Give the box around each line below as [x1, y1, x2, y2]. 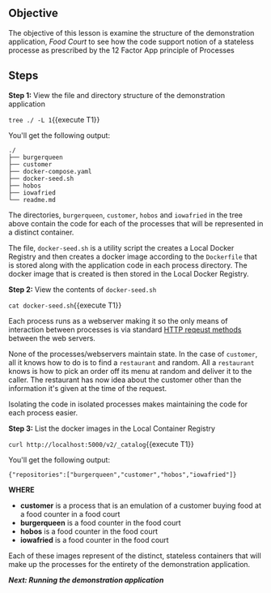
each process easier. [8, 407, 78, 417]
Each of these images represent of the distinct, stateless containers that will [8, 551, 261, 561]
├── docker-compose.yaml [8, 167, 92, 175]
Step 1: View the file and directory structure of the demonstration [8, 90, 225, 100]
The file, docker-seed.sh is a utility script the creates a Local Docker [8, 243, 235, 252]
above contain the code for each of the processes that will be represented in [8, 218, 264, 228]
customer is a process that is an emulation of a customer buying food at [19, 501, 261, 510]
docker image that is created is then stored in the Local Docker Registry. [8, 269, 249, 278]
